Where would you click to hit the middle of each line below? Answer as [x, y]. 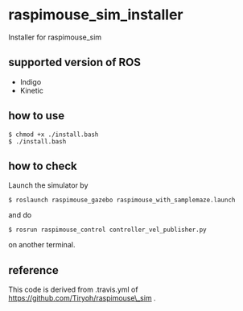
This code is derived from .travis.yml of [73, 290]
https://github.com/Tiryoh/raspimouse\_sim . [82, 298]
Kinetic [32, 90]
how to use [37, 116]
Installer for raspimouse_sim [55, 37]
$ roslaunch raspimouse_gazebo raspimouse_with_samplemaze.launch [122, 200]
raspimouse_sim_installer [96, 15]
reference [33, 270]
